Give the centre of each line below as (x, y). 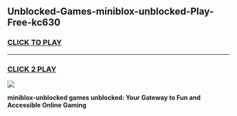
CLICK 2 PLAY (32, 69)
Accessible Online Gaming (47, 105)
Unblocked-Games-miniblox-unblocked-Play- (110, 12)
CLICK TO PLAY (35, 43)
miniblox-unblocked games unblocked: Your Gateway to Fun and (104, 97)
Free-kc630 (34, 23)
